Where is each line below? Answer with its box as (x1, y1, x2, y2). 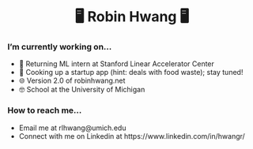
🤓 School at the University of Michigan (18, 85, 145, 95)
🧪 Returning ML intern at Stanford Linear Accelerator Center (18, 59, 215, 69)
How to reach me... (7, 105, 82, 116)
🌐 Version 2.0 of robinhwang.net (18, 76, 126, 85)
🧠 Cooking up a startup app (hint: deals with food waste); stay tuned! (18, 68, 244, 77)
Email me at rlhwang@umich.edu (18, 123, 126, 132)
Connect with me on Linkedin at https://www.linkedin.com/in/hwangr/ (18, 131, 246, 140)
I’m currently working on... (7, 42, 112, 53)
